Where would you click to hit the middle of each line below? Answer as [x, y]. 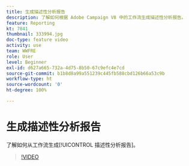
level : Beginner [26, 62]
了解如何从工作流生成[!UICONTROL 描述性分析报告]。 [73, 144]
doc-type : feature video [37, 40]
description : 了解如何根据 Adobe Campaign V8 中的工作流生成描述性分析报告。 [96, 17]
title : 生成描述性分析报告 [36, 12]
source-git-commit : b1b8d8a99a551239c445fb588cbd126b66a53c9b [85, 73]
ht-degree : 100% [26, 90]
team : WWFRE [21, 51]
